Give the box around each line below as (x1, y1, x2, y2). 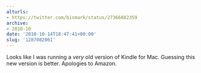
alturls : (6, 8, 29, 15)
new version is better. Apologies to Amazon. (6, 60, 117, 67)
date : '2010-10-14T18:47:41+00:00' (6, 31, 97, 37)
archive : (6, 20, 29, 26)
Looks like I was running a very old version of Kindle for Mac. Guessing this (6, 54, 196, 60)
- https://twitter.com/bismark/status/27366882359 (6, 14, 138, 21)
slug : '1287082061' (6, 37, 56, 43)
